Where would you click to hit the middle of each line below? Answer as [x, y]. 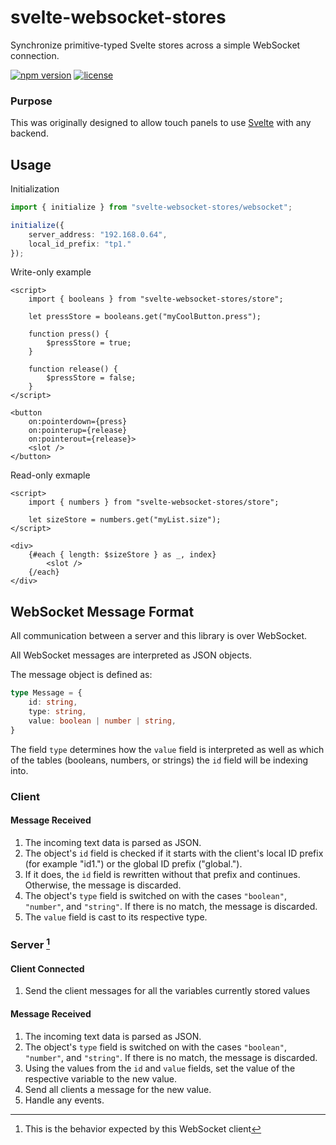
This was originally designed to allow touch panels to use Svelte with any [161, 123]
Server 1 [30, 944]
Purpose [31, 101]
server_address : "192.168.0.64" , [98, 234]
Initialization [35, 189]
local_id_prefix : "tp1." [80, 244]
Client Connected [47, 968]
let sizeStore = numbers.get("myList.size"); [125, 520]
